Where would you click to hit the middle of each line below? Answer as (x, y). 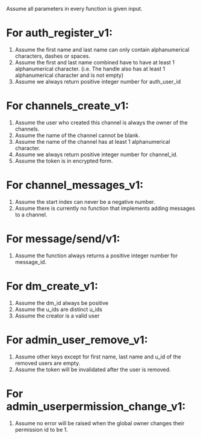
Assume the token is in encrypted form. (64, 161)
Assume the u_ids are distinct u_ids (58, 309)
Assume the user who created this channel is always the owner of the (101, 122)
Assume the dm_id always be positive (62, 302)
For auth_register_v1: (60, 33)
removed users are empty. (48, 363)
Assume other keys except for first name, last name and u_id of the (98, 357)
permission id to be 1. (41, 429)
